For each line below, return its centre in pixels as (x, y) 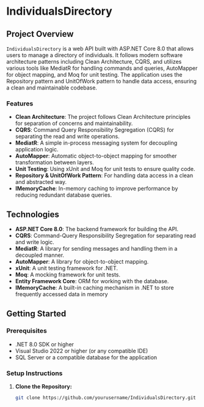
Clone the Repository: (43, 387)
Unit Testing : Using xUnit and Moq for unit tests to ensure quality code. (105, 169)
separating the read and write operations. (67, 137)
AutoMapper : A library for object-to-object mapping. (82, 262)
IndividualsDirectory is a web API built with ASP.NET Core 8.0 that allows (100, 48)
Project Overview (40, 34)
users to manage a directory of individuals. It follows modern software (95, 55)
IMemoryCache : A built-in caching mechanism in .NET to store (94, 288)
